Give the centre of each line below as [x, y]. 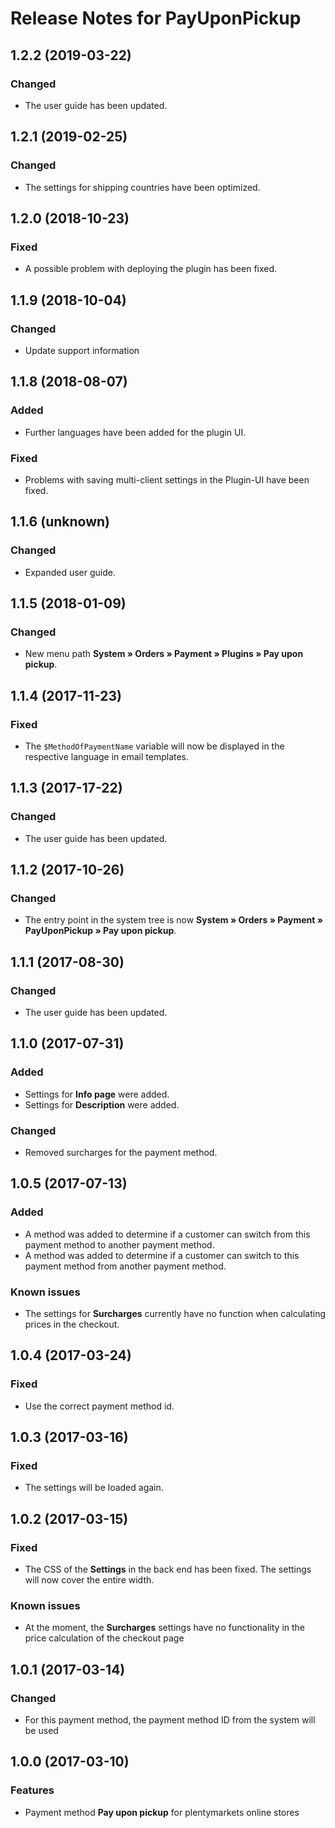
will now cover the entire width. [89, 1580]
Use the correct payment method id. [99, 1406]
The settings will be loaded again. [94, 1488]
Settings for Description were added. [102, 1104]
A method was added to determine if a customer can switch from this [167, 1234]
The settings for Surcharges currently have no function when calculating [175, 1314]
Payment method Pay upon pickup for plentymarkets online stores [162, 1812]
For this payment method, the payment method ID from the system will [170, 1720]
